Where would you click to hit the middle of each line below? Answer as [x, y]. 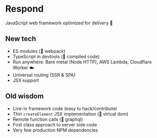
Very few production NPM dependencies [55, 130]
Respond [25, 9]
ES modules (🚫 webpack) [39, 51]
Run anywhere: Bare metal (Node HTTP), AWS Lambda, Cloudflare [82, 62]
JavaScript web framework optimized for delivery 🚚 [59, 23]
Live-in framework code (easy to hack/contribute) [65, 108]
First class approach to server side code [55, 124]
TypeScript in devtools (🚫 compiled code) [56, 56]
